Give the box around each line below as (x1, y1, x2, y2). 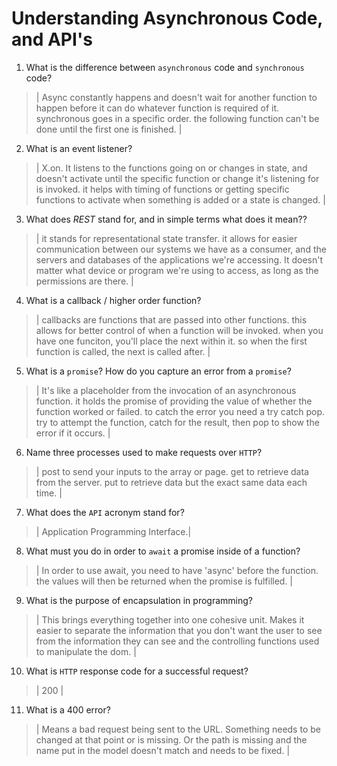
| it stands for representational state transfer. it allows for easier (35, 232, 298, 244)
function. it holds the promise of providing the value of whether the (35, 395, 313, 407)
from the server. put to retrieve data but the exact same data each (35, 476, 308, 488)
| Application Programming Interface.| (35, 525, 192, 537)
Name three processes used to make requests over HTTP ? (25, 446, 263, 458)
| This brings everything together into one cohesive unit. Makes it (35, 613, 305, 626)
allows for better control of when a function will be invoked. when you (35, 324, 324, 336)
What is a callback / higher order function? (25, 294, 202, 306)
